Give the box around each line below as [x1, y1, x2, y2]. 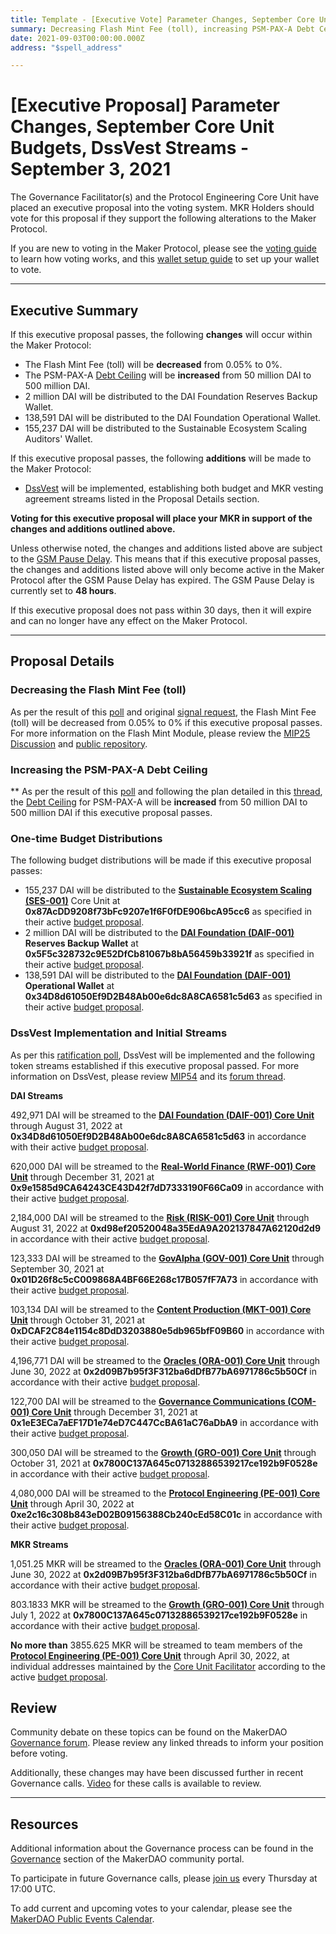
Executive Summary [10, 302, 139, 319]
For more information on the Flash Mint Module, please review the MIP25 [10, 727, 311, 739]
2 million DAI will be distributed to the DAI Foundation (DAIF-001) [24, 927, 295, 939]
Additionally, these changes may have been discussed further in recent [10, 1767, 304, 1779]
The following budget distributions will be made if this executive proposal [10, 854, 312, 866]
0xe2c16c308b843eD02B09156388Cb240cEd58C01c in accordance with [10, 1508, 323, 1520]
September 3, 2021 [10, 158, 172, 181]
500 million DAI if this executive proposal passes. [10, 806, 213, 818]
